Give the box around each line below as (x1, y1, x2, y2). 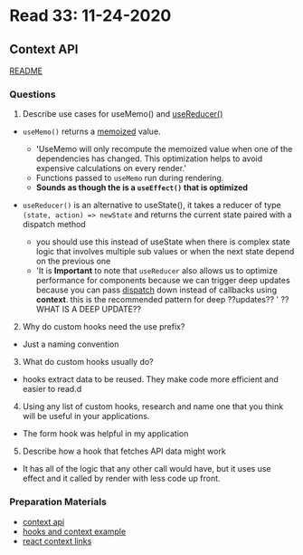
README (9, 65, 43, 76)
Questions (9, 88, 56, 100)
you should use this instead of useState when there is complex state (35, 236, 291, 247)
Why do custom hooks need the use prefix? (22, 321, 185, 332)
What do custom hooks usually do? (22, 357, 154, 368)
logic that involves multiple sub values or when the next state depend (35, 246, 295, 257)
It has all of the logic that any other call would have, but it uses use (22, 464, 271, 474)
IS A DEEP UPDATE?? (62, 304, 142, 315)
